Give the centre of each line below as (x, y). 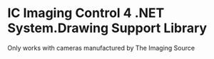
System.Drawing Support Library (107, 28)
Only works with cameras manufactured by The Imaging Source (101, 48)
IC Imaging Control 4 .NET (86, 13)
